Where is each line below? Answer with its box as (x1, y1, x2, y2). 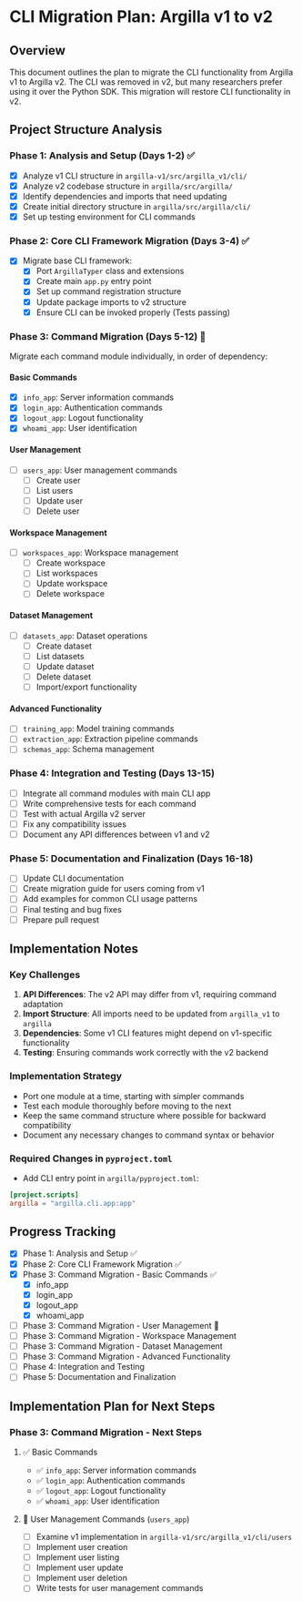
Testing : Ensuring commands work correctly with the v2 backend (22, 1047, 269, 1058)
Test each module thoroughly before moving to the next (22, 1100, 232, 1111)
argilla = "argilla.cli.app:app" (9, 1199, 136, 1208)
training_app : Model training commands (22, 723, 175, 734)
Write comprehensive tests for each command (22, 798, 197, 809)
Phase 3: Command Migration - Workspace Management (22, 1330, 237, 1341)
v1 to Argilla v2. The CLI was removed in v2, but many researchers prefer (9, 77, 283, 87)
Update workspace (35, 578, 108, 589)
